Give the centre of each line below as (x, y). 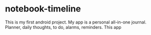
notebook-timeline (43, 9)
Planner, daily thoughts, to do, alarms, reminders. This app (63, 27)
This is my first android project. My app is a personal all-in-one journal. (76, 22)
